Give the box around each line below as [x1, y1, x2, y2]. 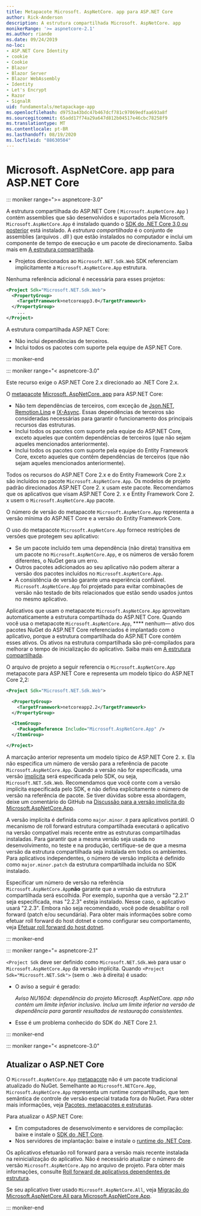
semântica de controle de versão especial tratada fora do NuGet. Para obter [6, 1095, 194, 1102]
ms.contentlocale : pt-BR [6, 126, 68, 132]
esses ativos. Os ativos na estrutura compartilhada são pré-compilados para [6, 639, 195, 646]
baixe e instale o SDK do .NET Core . [14, 1131, 104, 1138]
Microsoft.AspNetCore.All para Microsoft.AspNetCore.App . [6, 1192, 152, 1199]
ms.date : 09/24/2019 [6, 37, 58, 43]
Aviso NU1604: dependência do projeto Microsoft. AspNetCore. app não [14, 994, 194, 1002]
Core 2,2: [6, 676, 29, 683]
